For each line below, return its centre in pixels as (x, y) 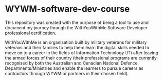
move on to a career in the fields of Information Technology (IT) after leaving (82, 53)
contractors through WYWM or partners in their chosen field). (67, 73)
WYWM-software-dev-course (67, 9)
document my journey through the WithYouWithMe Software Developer (76, 27)
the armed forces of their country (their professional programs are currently (81, 58)
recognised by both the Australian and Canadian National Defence (71, 63)
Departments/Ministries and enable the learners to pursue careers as (74, 68)
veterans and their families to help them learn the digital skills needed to (77, 47)
